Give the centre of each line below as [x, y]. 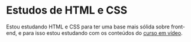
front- [178, 27]
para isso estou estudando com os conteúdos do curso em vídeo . [103, 33]
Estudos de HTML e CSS [67, 10]
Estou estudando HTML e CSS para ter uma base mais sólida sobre [88, 27]
